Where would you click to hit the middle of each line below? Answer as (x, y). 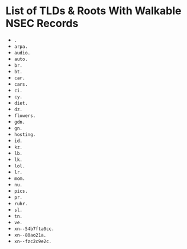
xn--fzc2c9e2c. (33, 241)
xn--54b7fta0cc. (34, 229)
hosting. (25, 134)
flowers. (25, 116)
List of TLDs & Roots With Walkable (93, 11)
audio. (22, 53)
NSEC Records (42, 23)
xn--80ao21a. (30, 235)
